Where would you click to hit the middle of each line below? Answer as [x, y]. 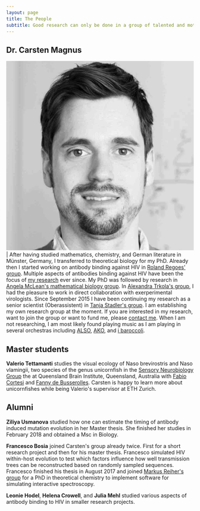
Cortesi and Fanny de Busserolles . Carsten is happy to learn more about [94, 382]
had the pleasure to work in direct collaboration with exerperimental [89, 293]
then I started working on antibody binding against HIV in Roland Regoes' [96, 267]
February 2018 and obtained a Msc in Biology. [62, 434]
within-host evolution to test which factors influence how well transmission [98, 459]
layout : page [22, 12]
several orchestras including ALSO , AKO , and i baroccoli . [76, 331]
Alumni [20, 407]
